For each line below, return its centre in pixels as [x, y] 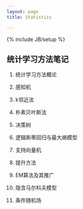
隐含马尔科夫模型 [36, 188]
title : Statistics [29, 17]
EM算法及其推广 [35, 175]
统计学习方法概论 [36, 75]
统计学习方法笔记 [38, 59]
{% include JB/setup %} [36, 39]
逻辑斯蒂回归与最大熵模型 [46, 137]
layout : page [23, 12]
